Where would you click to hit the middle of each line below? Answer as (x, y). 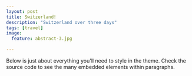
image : (14, 33)
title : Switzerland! (32, 17)
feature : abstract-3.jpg (42, 39)
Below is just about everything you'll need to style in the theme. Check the (96, 61)
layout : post (22, 11)
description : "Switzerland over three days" (62, 22)
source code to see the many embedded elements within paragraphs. (90, 67)
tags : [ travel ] (25, 28)
